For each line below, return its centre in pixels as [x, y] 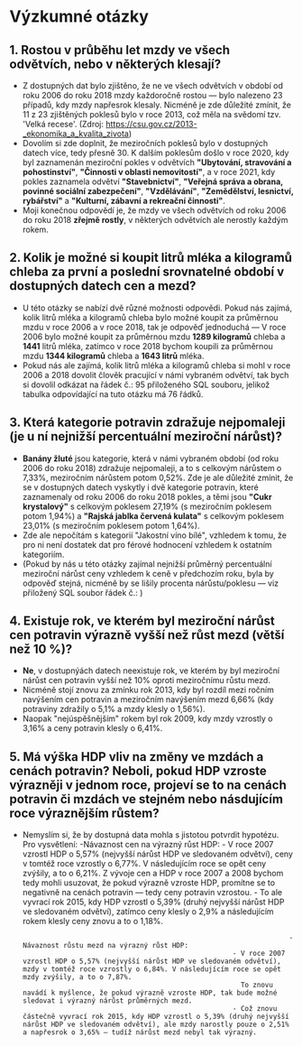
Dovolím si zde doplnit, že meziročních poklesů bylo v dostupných [145, 143]
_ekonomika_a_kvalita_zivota [75, 134]
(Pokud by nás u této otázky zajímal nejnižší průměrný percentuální [147, 564]
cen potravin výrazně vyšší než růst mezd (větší [147, 635]
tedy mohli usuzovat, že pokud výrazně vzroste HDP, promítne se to [149, 883]
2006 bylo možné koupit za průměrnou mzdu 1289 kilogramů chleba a [154, 337]
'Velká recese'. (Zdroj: [63, 124]
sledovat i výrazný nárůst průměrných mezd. [107, 1001]
